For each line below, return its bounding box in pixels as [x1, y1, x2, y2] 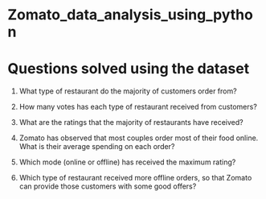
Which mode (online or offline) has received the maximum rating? [18, 157, 236, 167]
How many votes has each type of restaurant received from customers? [18, 102, 258, 112]
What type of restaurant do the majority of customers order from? [18, 86, 238, 96]
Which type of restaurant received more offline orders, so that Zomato [18, 173, 252, 183]
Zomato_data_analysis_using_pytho [7, 6, 254, 24]
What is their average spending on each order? [18, 142, 175, 151]
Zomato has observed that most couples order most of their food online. [18, 133, 259, 143]
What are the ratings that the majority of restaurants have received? [18, 118, 243, 127]
